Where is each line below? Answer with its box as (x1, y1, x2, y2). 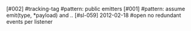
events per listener (6, 18, 53, 25)
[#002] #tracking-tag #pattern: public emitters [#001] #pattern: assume (6, 5, 186, 12)
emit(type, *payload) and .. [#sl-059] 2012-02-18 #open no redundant (6, 12, 181, 19)
